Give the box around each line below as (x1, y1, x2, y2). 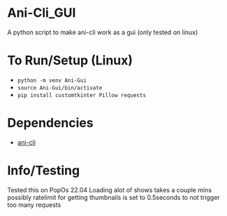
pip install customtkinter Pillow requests (17, 92, 147, 99)
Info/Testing (7, 163, 80, 178)
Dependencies (7, 115, 94, 131)
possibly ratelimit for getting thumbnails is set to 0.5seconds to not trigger (7, 193, 220, 201)
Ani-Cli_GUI (7, 5, 76, 21)
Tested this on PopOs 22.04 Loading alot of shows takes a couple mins (7, 185, 212, 194)
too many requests (7, 201, 61, 209)
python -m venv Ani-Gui (17, 77, 87, 84)
